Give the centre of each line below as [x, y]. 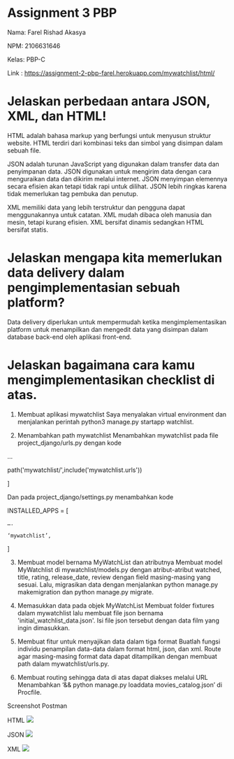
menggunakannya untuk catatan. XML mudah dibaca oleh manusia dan [109, 214]
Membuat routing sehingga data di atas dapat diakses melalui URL [112, 677]
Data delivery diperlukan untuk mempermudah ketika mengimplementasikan [117, 322]
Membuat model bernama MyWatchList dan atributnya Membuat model [120, 562]
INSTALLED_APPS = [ [38, 510]
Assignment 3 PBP [62, 13]
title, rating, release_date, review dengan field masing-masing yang [114, 577]
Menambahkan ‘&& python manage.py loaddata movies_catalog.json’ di [119, 685]
